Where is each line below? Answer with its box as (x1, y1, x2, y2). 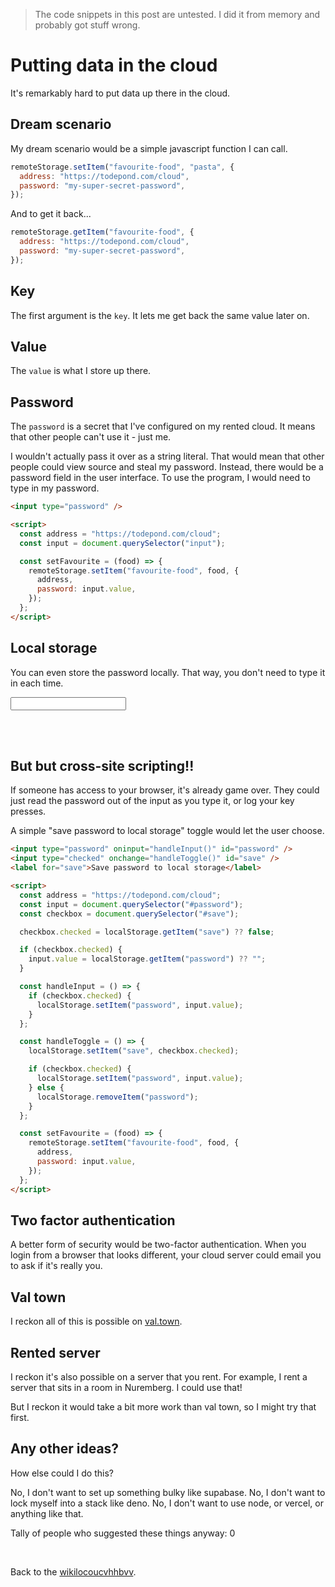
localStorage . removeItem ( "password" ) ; (36, 1092, 199, 1102)
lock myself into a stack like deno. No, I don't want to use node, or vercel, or (10, 1497, 324, 1509)
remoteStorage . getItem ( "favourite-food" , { (10, 227, 195, 238)
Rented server (10, 1344, 101, 1361)
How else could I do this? (10, 1467, 114, 1479)
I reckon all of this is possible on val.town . (10, 1315, 183, 1328)
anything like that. (10, 1507, 84, 1519)
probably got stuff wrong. (34, 19, 141, 31)
